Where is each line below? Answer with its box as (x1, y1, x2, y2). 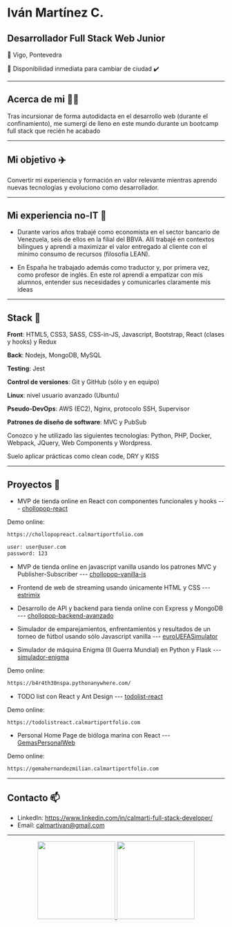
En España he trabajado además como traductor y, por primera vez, (17, 263, 210, 272)
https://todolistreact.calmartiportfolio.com (7, 719, 140, 726)
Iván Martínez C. (7, 5, 104, 21)
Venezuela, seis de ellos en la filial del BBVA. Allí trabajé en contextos (17, 235, 215, 243)
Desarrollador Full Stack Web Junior (7, 32, 166, 44)
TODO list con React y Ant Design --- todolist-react (17, 692, 164, 700)
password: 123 (7, 550, 48, 557)
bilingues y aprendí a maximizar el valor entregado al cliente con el (17, 243, 207, 251)
